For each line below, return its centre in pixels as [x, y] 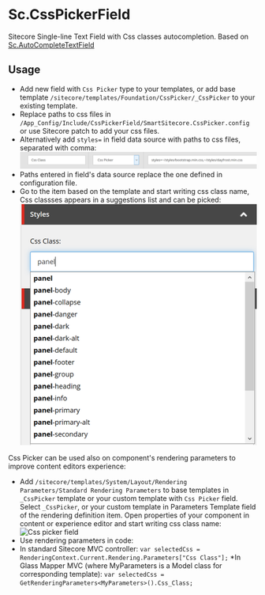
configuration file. [48, 183]
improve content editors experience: [67, 466]
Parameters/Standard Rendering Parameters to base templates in [124, 490]
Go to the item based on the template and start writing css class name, [134, 191]
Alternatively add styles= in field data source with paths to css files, [130, 139]
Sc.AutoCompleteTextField [51, 44]
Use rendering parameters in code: [77, 540]
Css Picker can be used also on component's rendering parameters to [122, 458]
